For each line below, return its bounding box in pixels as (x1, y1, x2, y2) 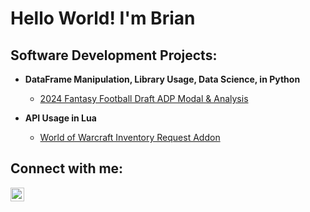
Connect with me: (10, 160, 124, 177)
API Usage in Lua (24, 112, 97, 124)
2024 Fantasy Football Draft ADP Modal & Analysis (39, 93, 249, 104)
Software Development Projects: (10, 47, 218, 64)
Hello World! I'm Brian (10, 7, 196, 30)
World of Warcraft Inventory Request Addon (39, 132, 221, 143)
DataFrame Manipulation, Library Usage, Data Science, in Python (24, 73, 301, 85)
